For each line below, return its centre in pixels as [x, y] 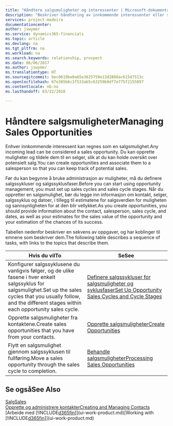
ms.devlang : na [22, 44]
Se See [126, 256]
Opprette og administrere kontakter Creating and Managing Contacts [78, 407]
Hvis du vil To [45, 256]
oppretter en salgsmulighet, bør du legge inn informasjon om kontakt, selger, [86, 195]
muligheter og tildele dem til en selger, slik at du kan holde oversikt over [82, 157]
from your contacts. [32, 337]
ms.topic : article [25, 39]
